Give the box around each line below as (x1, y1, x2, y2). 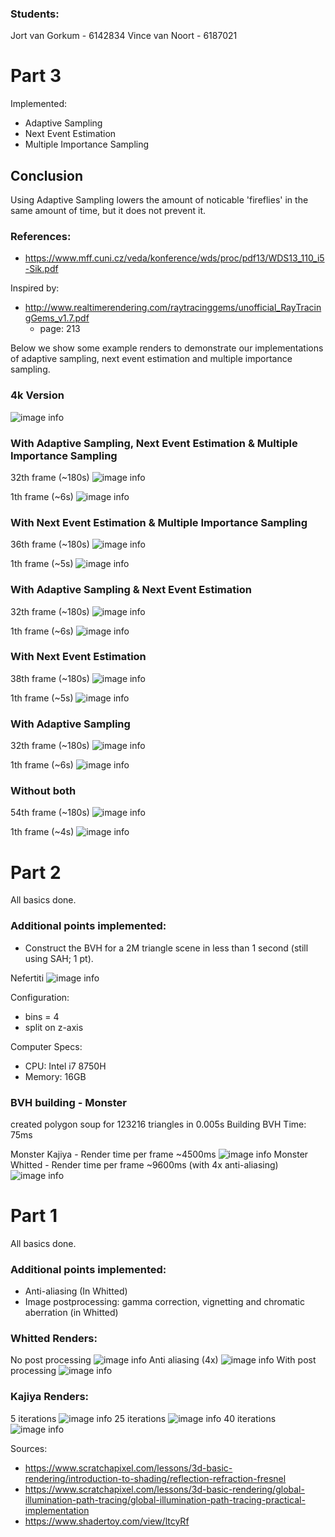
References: (10, 229, 72, 243)
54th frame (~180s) (10, 807, 90, 819)
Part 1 (10, 1205, 58, 1227)
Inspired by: (10, 282, 60, 294)
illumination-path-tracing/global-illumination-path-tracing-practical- (24, 1493, 306, 1506)
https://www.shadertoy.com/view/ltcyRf (24, 1515, 190, 1527)
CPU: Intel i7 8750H (24, 1060, 107, 1072)
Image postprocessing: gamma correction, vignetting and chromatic (24, 1296, 305, 1308)
